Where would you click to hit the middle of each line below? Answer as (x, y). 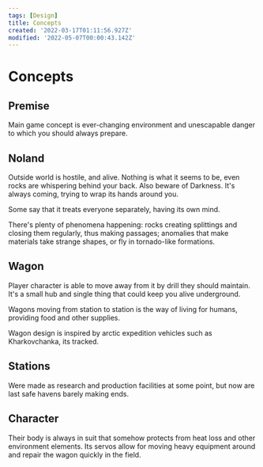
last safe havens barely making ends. (69, 393)
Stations (29, 366)
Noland (26, 158)
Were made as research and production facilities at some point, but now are (131, 385)
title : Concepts (35, 23)
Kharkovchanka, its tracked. (54, 341)
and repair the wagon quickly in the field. (75, 454)
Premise (29, 106)
